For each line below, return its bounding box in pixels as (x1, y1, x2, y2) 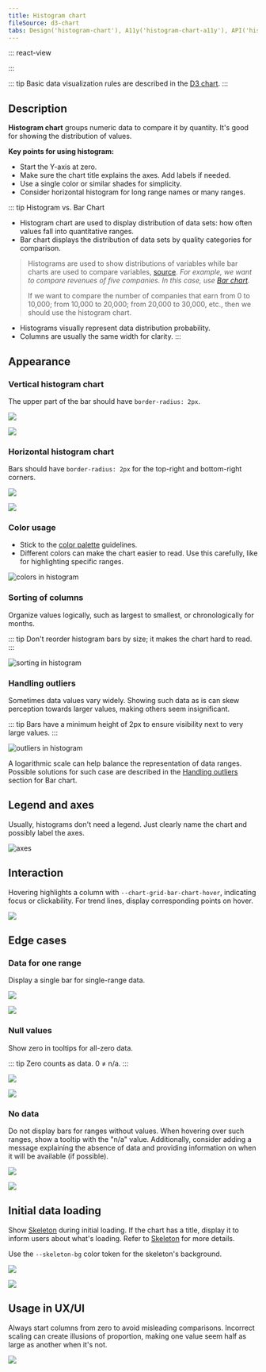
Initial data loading (8, 1204, 101, 1218)
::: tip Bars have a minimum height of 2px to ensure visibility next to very (8, 720, 244, 729)
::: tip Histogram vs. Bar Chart (8, 203, 105, 213)
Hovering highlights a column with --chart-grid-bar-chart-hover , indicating (8, 887, 256, 897)
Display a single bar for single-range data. (8, 975, 146, 985)
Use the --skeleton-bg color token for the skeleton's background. (8, 1249, 222, 1259)
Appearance (8, 355, 71, 368)
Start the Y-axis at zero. (19, 162, 97, 171)
